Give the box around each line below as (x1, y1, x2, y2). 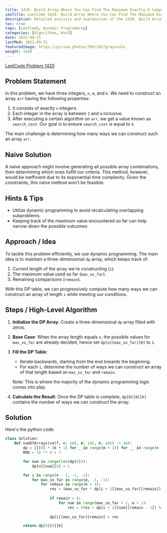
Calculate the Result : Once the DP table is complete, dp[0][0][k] (12, 394, 147, 400)
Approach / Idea (5, 238, 56, 246)
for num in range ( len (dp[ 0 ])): (23, 459, 88, 464)
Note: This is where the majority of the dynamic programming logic (12, 379, 150, 385)
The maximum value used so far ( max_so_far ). (12, 271, 106, 277)
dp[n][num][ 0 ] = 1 (31, 464, 70, 469)
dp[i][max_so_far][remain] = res (49, 514, 119, 520)
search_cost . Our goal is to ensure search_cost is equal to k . (12, 121, 135, 127)
